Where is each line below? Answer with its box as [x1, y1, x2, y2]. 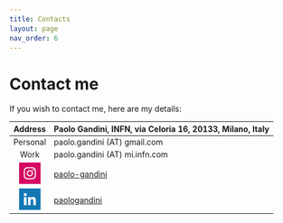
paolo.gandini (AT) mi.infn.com [53, 149, 169, 160]
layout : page [9, 23, 59, 33]
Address [13, 123, 47, 135]
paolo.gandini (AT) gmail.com [53, 136, 164, 148]
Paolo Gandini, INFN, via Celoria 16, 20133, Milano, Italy [53, 123, 269, 135]
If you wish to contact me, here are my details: [9, 104, 183, 115]
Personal [13, 136, 47, 148]
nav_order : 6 [9, 33, 59, 42]
